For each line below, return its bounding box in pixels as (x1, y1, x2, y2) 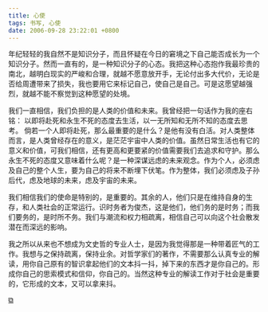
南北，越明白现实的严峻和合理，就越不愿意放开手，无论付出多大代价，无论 (8, 69, 253, 79)
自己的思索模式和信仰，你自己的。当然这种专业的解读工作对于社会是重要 (22, 269, 260, 279)
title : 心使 (8, 11, 45, 20)
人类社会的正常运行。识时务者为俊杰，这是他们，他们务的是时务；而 (29, 202, 253, 212)
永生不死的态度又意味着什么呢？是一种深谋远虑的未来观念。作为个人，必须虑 (8, 156, 260, 166)
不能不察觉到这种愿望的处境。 (35, 89, 134, 99)
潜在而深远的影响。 (8, 222, 72, 232)
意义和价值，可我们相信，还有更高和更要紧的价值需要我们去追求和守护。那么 (8, 146, 260, 155)
